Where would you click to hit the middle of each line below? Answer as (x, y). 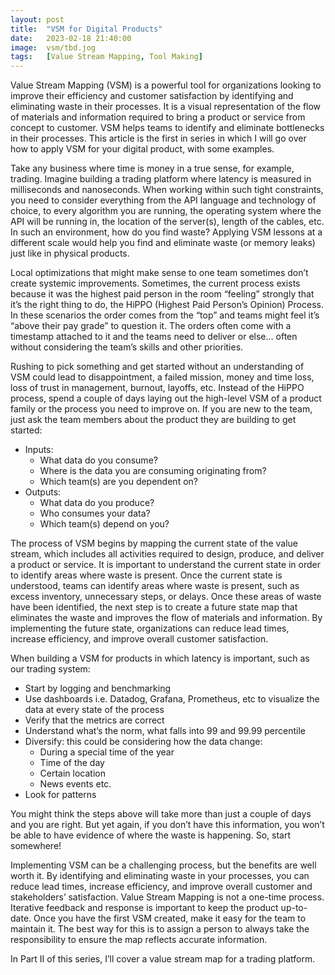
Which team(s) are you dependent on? (118, 482)
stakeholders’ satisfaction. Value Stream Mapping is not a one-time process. (167, 897)
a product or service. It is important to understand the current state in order (166, 565)
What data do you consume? (98, 460)
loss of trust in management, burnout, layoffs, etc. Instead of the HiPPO (157, 388)
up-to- (294, 908)
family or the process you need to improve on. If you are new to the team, (161, 409)
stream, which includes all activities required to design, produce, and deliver (167, 554)
